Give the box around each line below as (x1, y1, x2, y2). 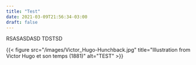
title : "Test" (6, 8, 41, 15)
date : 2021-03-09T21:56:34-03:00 (6, 14, 88, 20)
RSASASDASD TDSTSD (6, 35, 63, 42)
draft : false (6, 19, 38, 25)
